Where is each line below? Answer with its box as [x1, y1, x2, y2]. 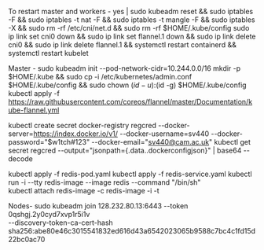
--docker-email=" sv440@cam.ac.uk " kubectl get [91, 138, 251, 146]
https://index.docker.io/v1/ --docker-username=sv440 [33, 129, 210, 138]
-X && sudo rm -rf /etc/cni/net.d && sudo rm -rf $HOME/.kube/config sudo [8, 24, 250, 32]
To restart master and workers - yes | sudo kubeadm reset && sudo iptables [8, 7, 254, 16]
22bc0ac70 [8, 235, 46, 244]
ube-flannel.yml [8, 105, 60, 115]
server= [8, 129, 34, 138]
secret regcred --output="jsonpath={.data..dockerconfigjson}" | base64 [8, 145, 242, 155]
